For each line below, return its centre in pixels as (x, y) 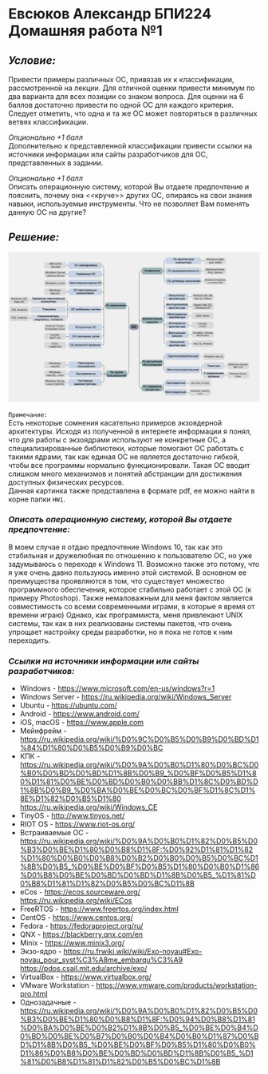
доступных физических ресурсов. (66, 482)
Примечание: (28, 415)
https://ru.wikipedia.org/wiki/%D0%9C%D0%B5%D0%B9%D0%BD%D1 (139, 739)
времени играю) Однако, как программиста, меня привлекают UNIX (126, 615)
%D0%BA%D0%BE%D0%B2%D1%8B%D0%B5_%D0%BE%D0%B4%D (139, 1028)
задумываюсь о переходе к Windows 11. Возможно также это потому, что (134, 564)
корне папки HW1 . (37, 499)
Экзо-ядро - (41, 952)
